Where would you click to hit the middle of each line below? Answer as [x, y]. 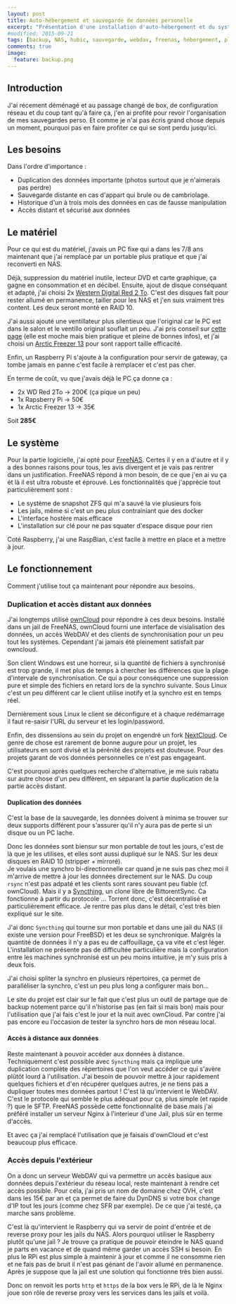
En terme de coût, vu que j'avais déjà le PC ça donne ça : [90, 379]
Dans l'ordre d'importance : [47, 167]
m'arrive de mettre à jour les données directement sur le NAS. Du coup [110, 876]
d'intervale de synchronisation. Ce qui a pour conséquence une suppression [118, 678]
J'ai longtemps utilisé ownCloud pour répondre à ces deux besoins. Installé [116, 619]
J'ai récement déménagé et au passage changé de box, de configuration [113, 105]
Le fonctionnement [50, 569]
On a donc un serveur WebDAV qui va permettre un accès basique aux [110, 1175]
